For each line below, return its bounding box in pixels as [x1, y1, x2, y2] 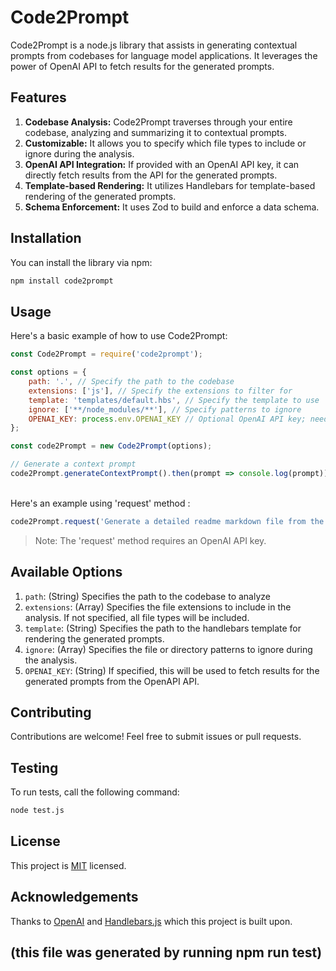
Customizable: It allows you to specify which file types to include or [24, 137, 307, 149]
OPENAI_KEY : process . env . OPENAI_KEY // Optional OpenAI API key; [28, 414, 307, 424]
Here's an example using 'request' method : [10, 497, 191, 509]
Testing [10, 759, 59, 776]
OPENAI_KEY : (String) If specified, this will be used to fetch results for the [24, 664, 320, 676]
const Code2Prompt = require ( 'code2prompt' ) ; [10, 349, 203, 360]
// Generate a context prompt [10, 459, 137, 470]
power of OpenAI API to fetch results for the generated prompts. [10, 60, 275, 72]
